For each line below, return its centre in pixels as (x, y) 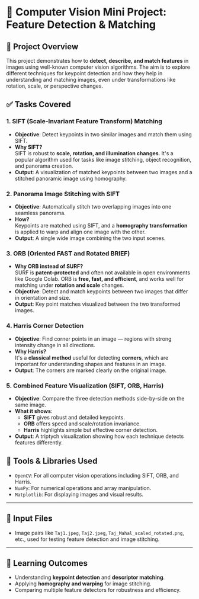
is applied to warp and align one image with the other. (80, 232)
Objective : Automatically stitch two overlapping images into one (93, 206)
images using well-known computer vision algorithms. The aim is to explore (98, 67)
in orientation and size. (43, 298)
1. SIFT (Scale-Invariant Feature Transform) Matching (84, 121)
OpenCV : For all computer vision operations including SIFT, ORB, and (97, 475)
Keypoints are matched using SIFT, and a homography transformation (101, 225)
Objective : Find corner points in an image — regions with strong (93, 339)
